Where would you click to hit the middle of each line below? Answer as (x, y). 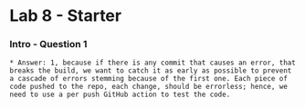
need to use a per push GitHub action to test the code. (120, 95)
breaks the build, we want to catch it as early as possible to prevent (151, 71)
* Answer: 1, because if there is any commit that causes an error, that (153, 63)
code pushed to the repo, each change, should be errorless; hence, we (148, 87)
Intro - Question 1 (48, 44)
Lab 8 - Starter (65, 16)
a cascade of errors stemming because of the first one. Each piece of (148, 79)
